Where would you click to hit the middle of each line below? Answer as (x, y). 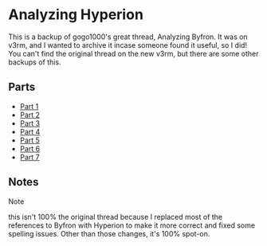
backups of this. (35, 62)
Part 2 (30, 115)
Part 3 (30, 123)
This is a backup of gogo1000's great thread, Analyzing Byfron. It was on (128, 37)
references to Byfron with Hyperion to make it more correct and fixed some (132, 225)
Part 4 (30, 131)
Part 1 (29, 106)
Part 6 (30, 148)
